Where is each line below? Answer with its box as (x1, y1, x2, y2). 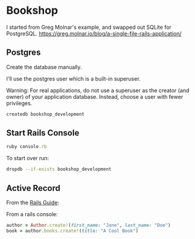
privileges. (6, 99, 32, 107)
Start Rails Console (6, 128, 79, 138)
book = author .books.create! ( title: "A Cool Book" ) (6, 228, 138, 234)
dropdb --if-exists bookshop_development (6, 166, 112, 172)
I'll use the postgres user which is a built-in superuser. (6, 75, 141, 82)
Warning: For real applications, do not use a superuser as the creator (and (6, 87, 190, 94)
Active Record (6, 183, 61, 193)
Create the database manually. (6, 63, 82, 70)
